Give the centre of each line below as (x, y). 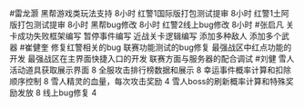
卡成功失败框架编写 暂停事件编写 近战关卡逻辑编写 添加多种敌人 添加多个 (146, 36)
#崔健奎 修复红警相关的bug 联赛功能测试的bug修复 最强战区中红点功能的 (156, 47)
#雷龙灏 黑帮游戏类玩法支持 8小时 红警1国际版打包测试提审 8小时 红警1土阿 (149, 13)
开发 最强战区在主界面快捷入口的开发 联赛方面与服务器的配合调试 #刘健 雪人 (152, 58)
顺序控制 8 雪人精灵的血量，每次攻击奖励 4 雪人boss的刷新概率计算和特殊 (148, 81)
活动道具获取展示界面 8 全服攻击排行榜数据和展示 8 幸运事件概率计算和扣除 (151, 70)
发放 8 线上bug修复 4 (57, 92)
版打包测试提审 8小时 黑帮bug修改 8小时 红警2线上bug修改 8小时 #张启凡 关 (152, 24)
